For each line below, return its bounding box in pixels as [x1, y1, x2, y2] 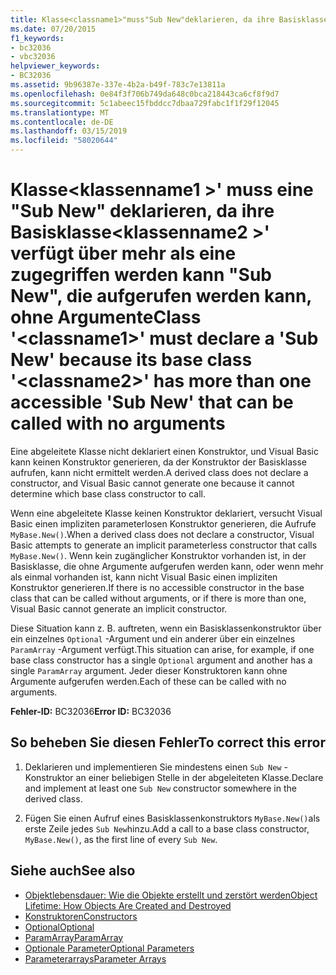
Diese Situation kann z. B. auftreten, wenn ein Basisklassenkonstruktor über [10, 622, 322, 634]
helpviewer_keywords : [10, 61, 101, 71]
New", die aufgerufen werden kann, [10, 285, 312, 308]
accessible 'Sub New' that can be [10, 391, 294, 414]
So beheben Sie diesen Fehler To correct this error [10, 734, 326, 751]
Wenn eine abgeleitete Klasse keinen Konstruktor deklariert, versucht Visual [10, 507, 323, 519]
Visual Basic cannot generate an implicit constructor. [10, 602, 228, 615]
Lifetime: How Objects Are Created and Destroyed [24, 899, 232, 911]
